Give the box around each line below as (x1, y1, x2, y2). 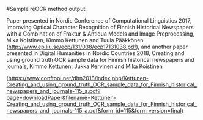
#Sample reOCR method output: (6, 6, 87, 12)
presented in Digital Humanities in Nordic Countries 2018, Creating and (6, 50, 185, 57)
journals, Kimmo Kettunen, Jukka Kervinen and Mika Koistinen (6, 62, 163, 70)
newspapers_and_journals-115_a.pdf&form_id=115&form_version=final (6, 107, 182, 114)
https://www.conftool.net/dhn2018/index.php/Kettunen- (8, 75, 149, 81)
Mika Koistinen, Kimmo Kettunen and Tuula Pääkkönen (6, 37, 144, 43)
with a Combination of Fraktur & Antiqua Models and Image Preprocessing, (6, 30, 194, 37)
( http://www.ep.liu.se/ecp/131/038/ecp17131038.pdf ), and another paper (6, 43, 188, 50)
